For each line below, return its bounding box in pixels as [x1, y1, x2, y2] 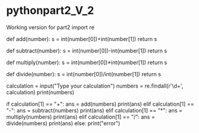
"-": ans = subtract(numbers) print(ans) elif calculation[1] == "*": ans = [6, 106, 183, 114]
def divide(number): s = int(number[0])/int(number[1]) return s [6, 70, 161, 77]
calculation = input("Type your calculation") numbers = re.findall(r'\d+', [6, 82, 183, 89]
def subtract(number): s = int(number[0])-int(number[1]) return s [6, 47, 168, 54]
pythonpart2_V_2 [6, 4, 94, 18]
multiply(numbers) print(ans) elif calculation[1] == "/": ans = [6, 113, 155, 120]
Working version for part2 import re [6, 24, 95, 31]
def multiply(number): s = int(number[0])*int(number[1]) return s [6, 59, 168, 66]
